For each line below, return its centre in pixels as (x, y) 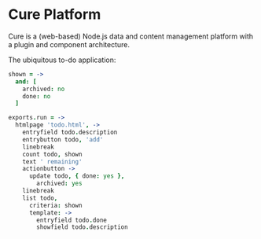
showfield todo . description (82, 227)
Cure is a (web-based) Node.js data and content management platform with (131, 36)
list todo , (40, 198)
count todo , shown (52, 154)
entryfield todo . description (70, 132)
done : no (37, 96)
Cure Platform (55, 15)
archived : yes (59, 184)
